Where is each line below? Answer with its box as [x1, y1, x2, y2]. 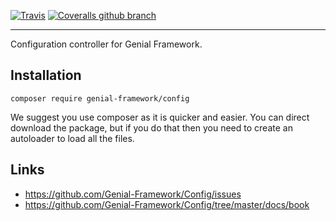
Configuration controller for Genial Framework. [10, 38, 203, 50]
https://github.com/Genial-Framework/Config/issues [24, 188, 242, 200]
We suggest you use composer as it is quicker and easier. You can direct [10, 111, 310, 123]
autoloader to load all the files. [10, 132, 135, 144]
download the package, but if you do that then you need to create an [10, 121, 293, 134]
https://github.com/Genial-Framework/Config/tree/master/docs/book [24, 198, 310, 210]
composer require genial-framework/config [10, 93, 190, 104]
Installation [10, 67, 82, 84]
